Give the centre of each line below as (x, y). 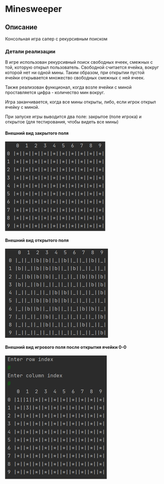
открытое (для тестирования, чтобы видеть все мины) (62, 122)
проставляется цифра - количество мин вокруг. (55, 93)
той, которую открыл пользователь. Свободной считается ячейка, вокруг (82, 68)
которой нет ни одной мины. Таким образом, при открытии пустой (75, 73)
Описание (21, 27)
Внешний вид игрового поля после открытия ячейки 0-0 (66, 347)
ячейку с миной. (22, 107)
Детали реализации (30, 51)
